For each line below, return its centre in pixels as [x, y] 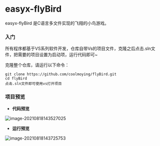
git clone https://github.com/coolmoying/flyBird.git [61, 74]
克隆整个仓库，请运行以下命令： [37, 65]
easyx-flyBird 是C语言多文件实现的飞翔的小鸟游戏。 [57, 23]
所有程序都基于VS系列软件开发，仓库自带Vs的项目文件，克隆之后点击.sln [78, 49]
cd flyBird [16, 79]
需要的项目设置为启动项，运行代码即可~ [58, 55]
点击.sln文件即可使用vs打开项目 [33, 84]
